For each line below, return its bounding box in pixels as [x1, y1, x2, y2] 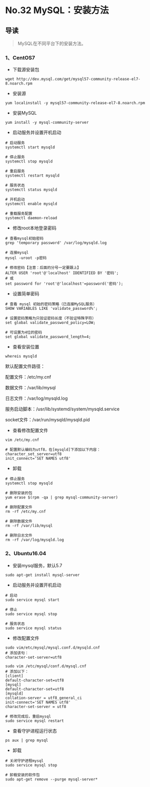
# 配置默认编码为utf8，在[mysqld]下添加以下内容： [5, 447, 101, 453]
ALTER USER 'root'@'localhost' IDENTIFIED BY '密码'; [5, 271, 119, 276]
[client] [5, 673, 24, 678]
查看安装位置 [12, 344, 39, 350]
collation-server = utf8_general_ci [5, 695, 82, 701]
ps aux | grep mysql [5, 738, 49, 743]
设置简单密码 [12, 291, 39, 297]
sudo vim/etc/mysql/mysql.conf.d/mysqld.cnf [5, 645, 100, 650]
